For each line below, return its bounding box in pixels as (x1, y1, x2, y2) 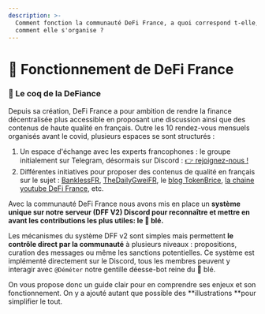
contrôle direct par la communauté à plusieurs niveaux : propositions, (8, 239, 237, 249)
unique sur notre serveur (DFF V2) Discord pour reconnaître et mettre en (8, 207, 251, 217)
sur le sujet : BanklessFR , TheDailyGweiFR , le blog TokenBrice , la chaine (19, 175, 255, 185)
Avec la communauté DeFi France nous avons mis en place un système (8, 199, 241, 208)
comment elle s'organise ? (15, 26, 104, 34)
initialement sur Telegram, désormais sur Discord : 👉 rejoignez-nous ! (19, 155, 249, 165)
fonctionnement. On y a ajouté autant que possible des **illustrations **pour (8, 288, 256, 297)
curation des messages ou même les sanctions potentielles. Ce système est (8, 248, 255, 257)
